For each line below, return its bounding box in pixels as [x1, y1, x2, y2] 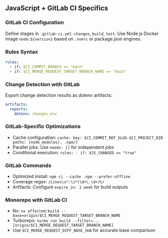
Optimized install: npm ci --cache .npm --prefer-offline [12, 173, 130, 179]
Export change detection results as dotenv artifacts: [5, 92, 112, 98]
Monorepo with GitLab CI [5, 196, 67, 203]
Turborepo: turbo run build [12, 217, 71, 223]
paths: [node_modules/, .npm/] [12, 140, 78, 145]
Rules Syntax [5, 48, 38, 55]
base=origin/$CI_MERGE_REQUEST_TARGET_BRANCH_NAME [12, 213, 121, 218]
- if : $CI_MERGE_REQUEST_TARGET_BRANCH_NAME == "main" [10, 69, 127, 74]
